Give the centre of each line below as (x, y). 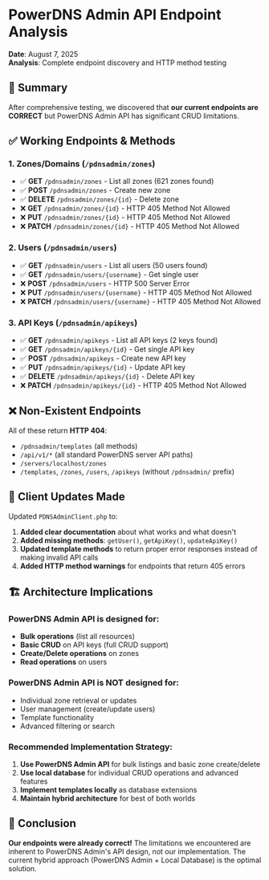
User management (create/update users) (88, 709)
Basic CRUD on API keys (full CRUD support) (94, 645)
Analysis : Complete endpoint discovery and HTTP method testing (118, 63)
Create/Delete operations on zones (79, 654)
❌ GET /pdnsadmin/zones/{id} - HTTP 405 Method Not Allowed (125, 208)
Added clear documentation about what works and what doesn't (128, 532)
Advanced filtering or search (67, 726)
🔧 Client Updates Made (67, 497)
